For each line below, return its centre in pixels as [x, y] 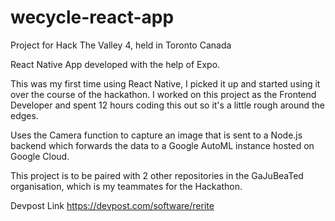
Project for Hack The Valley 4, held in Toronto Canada [121, 45]
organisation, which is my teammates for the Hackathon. [126, 186]
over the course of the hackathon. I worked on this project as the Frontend [163, 94]
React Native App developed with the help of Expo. [115, 64]
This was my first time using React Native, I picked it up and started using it [165, 83]
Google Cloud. [40, 156]
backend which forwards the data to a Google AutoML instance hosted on [162, 145]
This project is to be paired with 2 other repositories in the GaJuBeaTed [157, 175]
